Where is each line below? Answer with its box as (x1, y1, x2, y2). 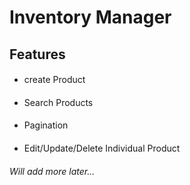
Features (9, 46, 66, 63)
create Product (23, 74, 86, 86)
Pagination (23, 119, 69, 131)
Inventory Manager (9, 6, 172, 29)
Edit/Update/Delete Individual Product (23, 142, 181, 154)
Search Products (23, 96, 94, 108)
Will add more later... (9, 165, 96, 177)
